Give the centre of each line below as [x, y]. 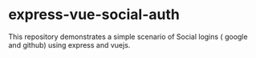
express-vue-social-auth [94, 15]
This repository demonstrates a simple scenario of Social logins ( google [128, 37]
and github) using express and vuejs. [69, 44]
